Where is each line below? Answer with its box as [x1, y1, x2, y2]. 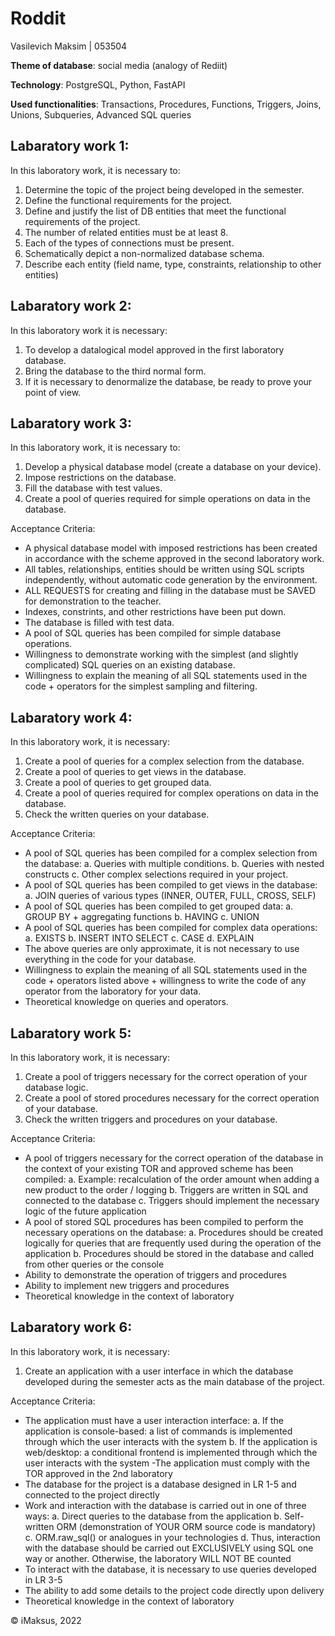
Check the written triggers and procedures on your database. [24, 1113, 278, 1125]
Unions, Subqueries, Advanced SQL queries [10, 108, 192, 121]
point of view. [24, 386, 82, 398]
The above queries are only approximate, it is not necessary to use [24, 943, 300, 955]
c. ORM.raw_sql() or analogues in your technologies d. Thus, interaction [24, 1531, 321, 1543]
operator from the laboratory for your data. [24, 985, 202, 997]
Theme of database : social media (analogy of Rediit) [10, 59, 228, 71]
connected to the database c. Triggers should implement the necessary [24, 1195, 320, 1206]
